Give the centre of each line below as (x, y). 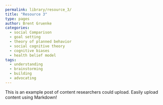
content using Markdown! (31, 97)
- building (21, 74)
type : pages (17, 19)
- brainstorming (26, 69)
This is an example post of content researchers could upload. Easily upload (82, 92)
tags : (11, 60)
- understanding (26, 64)
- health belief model (33, 55)
